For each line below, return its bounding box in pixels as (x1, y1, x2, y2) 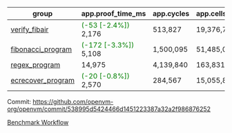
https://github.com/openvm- (32, 98, 114, 105)
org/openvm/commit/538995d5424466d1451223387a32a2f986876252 (7, 105, 211, 113)
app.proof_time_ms (81, 9, 146, 18)
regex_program (10, 60, 61, 70)
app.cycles (153, 9, 190, 18)
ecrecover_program (10, 76, 75, 85)
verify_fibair (10, 25, 49, 34)
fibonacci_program (10, 45, 72, 54)
